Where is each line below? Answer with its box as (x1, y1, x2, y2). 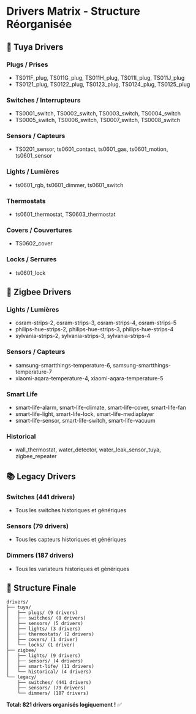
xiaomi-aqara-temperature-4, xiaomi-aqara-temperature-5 (15, 374, 164, 382)
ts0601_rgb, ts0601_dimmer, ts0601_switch (15, 181, 124, 188)
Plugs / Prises (6, 60, 48, 69)
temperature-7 (15, 368, 52, 375)
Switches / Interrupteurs (6, 96, 81, 104)
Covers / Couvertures (6, 226, 72, 234)
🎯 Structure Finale (6, 583, 77, 593)
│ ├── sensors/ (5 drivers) (6, 621, 84, 627)
